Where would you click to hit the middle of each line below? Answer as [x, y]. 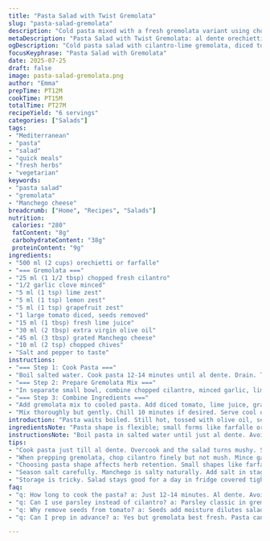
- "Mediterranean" [39, 135]
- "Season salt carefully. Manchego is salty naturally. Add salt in [127, 473]
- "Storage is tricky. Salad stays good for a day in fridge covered [127, 480]
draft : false [30, 68]
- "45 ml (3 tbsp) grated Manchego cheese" [82, 338]
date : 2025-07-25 [37, 61]
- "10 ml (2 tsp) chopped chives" [66, 345]
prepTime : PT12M [35, 91]
